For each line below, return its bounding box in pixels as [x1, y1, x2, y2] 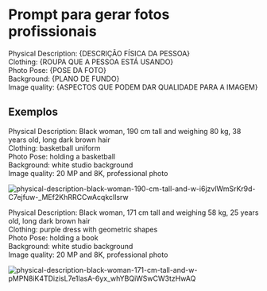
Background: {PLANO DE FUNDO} [8, 74, 120, 83]
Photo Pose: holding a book [8, 232, 99, 243]
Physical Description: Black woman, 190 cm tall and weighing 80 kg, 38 [8, 126, 242, 136]
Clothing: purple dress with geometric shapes [8, 224, 158, 234]
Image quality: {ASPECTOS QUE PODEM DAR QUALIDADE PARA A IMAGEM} [8, 82, 258, 92]
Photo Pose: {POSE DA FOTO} [8, 65, 107, 75]
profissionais [8, 22, 97, 40]
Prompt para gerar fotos [8, 6, 170, 24]
